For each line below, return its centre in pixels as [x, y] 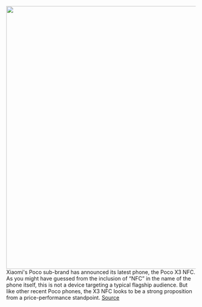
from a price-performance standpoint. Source [63, 298]
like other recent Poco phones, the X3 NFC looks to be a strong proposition [99, 291]
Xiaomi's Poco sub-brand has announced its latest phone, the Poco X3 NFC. [101, 272]
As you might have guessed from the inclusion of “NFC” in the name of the [99, 278]
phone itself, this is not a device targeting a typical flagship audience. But [97, 285]
